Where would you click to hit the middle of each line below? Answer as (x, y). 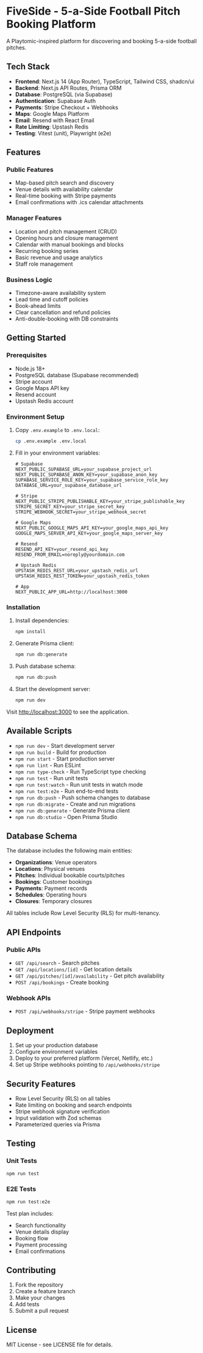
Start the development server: (53, 689)
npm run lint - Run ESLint (48, 765)
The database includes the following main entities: (69, 851)
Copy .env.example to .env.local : (57, 430)
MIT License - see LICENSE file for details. (59, 1344)
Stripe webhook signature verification (62, 1111)
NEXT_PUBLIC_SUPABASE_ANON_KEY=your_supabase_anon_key (86, 474)
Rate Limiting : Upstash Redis (52, 127)
